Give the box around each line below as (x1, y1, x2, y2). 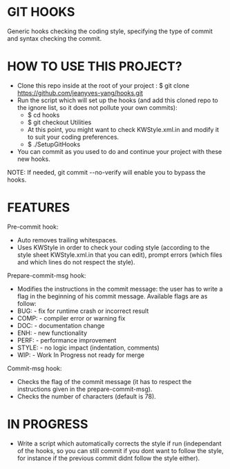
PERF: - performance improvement (17, 336, 117, 344)
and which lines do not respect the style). (17, 258, 135, 266)
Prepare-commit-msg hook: (7, 271, 86, 280)
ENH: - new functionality (17, 329, 88, 337)
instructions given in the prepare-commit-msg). (17, 385, 153, 393)
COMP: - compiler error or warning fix (17, 314, 126, 322)
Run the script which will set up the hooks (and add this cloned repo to (17, 96, 219, 104)
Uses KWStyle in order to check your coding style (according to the (17, 243, 210, 251)
